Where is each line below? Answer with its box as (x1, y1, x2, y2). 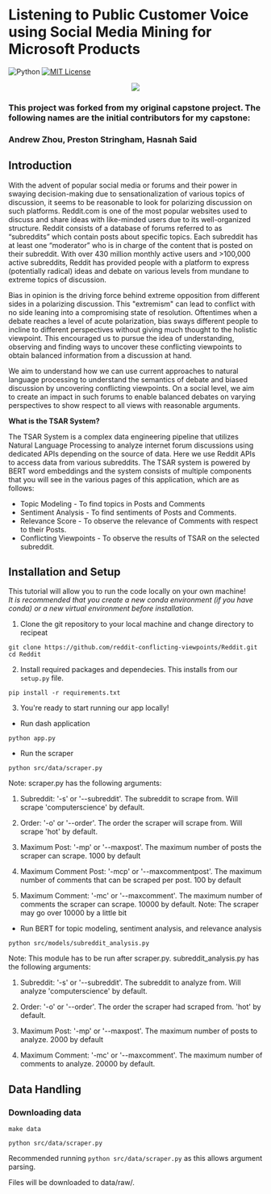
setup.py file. (19, 673, 65, 683)
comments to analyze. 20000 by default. (19, 1059, 156, 1069)
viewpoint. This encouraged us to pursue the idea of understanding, (8, 333, 235, 343)
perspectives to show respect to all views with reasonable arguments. (8, 400, 240, 410)
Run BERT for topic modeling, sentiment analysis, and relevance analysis (19, 923, 262, 934)
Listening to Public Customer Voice (8, 6, 249, 24)
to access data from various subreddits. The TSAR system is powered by (8, 457, 251, 467)
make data (8, 1125, 42, 1133)
